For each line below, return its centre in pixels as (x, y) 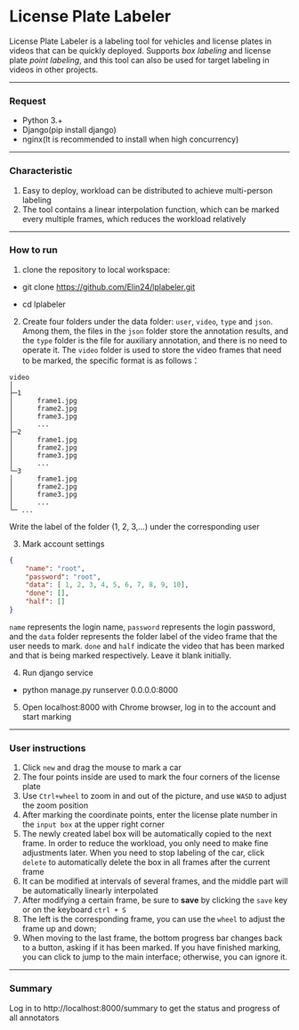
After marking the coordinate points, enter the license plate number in (150, 815)
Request (28, 101)
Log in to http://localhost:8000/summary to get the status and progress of (145, 1008)
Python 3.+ (42, 120)
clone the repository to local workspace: (96, 269)
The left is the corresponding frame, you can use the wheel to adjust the (154, 919)
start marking (47, 716)
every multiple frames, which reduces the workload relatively (134, 218)
